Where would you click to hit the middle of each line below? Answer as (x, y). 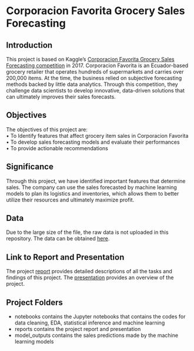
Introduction (29, 45)
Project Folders (35, 302)
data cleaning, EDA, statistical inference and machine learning (90, 323)
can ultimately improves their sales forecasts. (61, 97)
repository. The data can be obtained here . (58, 239)
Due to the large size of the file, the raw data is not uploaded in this (87, 232)
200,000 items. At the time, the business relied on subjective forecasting (94, 78)
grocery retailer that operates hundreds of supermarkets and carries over (95, 72)
